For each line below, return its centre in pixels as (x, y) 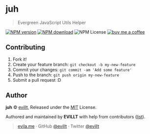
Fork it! (20, 59)
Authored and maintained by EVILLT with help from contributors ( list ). (75, 116)
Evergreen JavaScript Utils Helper (52, 22)
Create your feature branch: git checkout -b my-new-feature (74, 64)
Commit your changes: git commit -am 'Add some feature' (72, 69)
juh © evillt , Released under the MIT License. (51, 107)
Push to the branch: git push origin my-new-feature (66, 75)
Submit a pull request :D (37, 80)
